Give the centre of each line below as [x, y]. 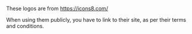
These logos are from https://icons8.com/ [57, 8]
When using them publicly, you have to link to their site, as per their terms [96, 20]
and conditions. [25, 26]
